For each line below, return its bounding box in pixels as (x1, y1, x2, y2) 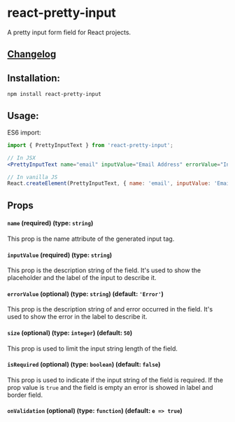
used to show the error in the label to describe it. (7, 313, 148, 321)
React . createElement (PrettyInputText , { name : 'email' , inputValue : (7, 180, 211, 187)
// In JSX (7, 154, 36, 162)
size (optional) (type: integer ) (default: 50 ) (7, 328, 133, 337)
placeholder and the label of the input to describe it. (7, 274, 157, 282)
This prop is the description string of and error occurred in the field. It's (7, 305, 213, 314)
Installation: (7, 72, 61, 84)
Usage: (7, 110, 40, 122)
